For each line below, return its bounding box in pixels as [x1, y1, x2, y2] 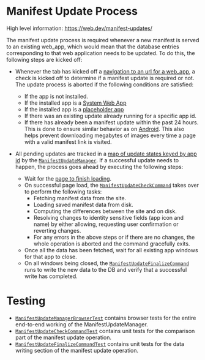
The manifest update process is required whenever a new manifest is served [6, 36, 199, 43]
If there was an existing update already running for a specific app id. [24, 112, 197, 119]
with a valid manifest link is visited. [24, 138, 112, 145]
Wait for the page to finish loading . [24, 174, 112, 182]
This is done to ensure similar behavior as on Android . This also [24, 125, 185, 132]
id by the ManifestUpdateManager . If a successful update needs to [15, 156, 179, 163]
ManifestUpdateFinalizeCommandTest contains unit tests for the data [15, 340, 185, 347]
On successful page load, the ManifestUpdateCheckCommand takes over [24, 181, 199, 189]
